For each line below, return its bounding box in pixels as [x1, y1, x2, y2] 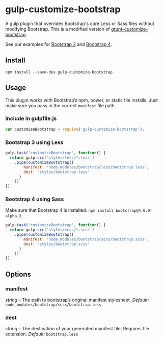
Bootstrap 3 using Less [5, 139, 64, 146]
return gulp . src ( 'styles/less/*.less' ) [10, 155, 95, 160]
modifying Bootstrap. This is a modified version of [5, 26, 111, 32]
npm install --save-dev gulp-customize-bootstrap [5, 69, 113, 75]
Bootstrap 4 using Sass [5, 196, 64, 203]
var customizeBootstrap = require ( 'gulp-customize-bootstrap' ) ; [5, 127, 145, 132]
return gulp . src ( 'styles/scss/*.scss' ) [10, 227, 95, 233]
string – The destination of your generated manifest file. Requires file [5, 326, 149, 332]
